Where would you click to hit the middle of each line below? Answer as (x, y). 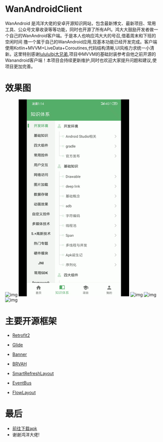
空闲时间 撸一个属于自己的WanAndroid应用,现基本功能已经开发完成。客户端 (81, 42)
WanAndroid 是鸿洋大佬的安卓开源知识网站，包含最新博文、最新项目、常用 (81, 23)
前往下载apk (25, 428)
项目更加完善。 (20, 66)
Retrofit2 (21, 335)
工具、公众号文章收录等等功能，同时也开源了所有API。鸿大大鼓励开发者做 (80, 29)
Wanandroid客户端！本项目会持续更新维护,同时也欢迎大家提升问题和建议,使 (81, 60)
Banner (19, 354)
